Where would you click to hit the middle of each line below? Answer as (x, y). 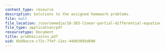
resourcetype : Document (29, 32)
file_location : (21, 23)
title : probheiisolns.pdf (31, 37)
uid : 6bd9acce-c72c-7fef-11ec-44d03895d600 (50, 41)
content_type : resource (29, 9)
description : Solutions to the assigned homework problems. (68, 14)
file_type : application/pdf (34, 28)
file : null (16, 18)
